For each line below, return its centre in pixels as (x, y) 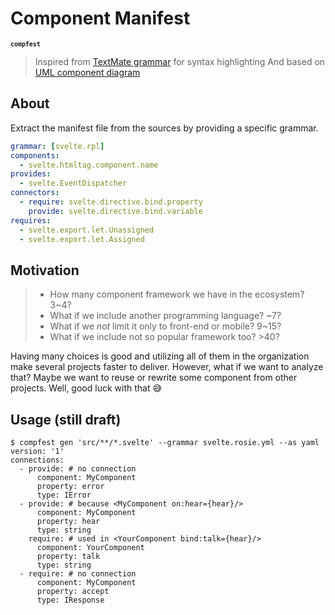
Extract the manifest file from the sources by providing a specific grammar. (164, 128)
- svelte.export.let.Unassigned (87, 230)
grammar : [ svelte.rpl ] (57, 146)
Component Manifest (100, 18)
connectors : (35, 193)
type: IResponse (70, 600)
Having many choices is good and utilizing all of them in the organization (160, 356)
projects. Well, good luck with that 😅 (86, 388)
